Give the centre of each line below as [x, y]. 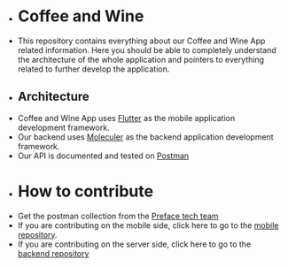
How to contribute [85, 191]
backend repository [53, 253]
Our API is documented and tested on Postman [103, 156]
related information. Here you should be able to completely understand [147, 50]
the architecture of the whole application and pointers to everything [140, 59]
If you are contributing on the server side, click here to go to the [134, 244]
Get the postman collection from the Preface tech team [118, 216]
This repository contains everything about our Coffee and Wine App [141, 41]
